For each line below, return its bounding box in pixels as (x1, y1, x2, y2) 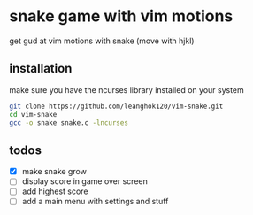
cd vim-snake (9, 110, 57, 119)
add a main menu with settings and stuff (21, 196, 169, 207)
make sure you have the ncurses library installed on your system (9, 84, 245, 95)
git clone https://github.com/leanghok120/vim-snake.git (9, 102, 224, 111)
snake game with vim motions (9, 6, 234, 27)
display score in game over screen (21, 176, 148, 187)
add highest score (21, 186, 88, 196)
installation (9, 61, 73, 76)
